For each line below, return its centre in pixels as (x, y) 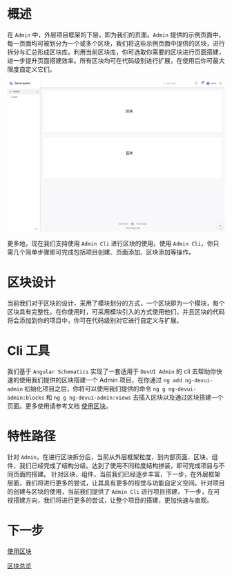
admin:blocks (26, 398)
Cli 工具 (29, 351)
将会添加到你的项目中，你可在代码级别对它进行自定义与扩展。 (95, 320)
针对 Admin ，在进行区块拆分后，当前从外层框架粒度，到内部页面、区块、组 (113, 456)
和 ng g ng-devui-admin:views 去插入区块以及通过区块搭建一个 (135, 397)
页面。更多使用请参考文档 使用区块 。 (59, 406)
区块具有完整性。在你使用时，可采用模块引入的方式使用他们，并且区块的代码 (116, 311)
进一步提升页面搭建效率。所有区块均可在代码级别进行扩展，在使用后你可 (110, 60)
